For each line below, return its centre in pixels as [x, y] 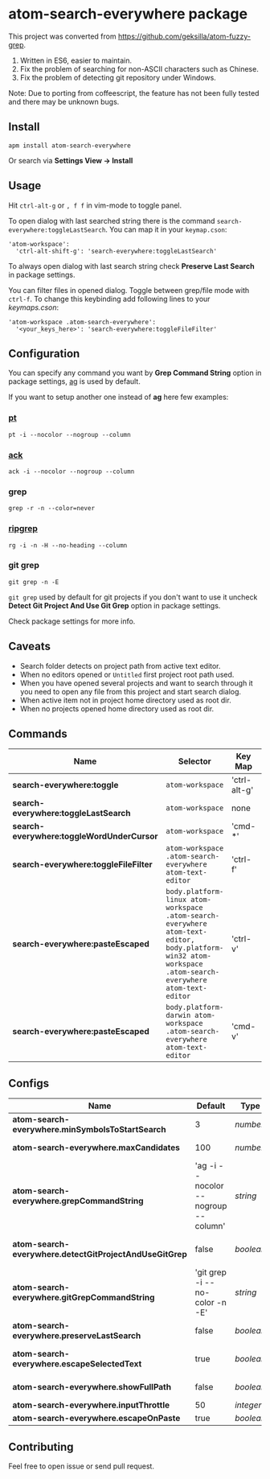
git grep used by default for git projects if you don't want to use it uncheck [133, 597]
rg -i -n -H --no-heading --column [68, 545]
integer [248, 1405]
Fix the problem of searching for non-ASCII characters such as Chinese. [139, 68]
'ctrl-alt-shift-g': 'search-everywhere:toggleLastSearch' [117, 251]
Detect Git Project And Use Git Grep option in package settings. [115, 605]
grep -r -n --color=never [51, 509]
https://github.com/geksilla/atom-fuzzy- [184, 36]
